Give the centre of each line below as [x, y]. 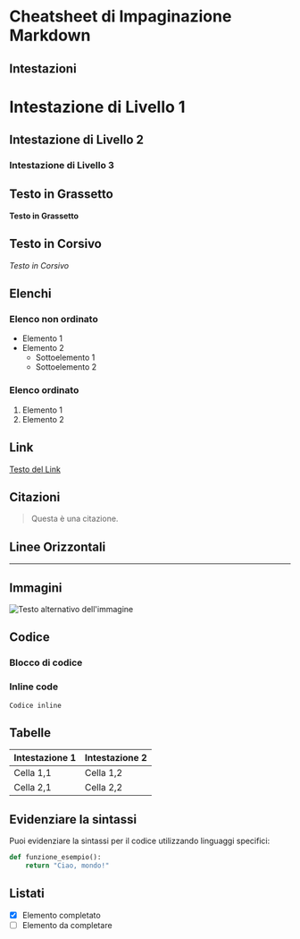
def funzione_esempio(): [55, 858]
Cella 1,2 [104, 773]
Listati [27, 894]
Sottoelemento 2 [66, 367]
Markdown [50, 35]
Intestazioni [43, 68]
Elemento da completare [67, 925]
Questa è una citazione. [75, 519]
